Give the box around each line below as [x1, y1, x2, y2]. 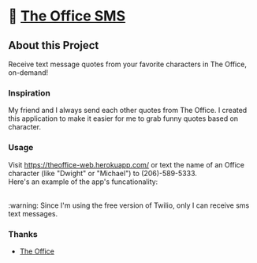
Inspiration [8, 87, 51, 98]
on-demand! [8, 68, 49, 77]
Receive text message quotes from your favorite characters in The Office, [8, 59, 247, 69]
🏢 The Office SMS [8, 7, 126, 25]
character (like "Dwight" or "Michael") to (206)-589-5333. [8, 168, 197, 178]
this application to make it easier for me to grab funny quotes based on [8, 114, 239, 123]
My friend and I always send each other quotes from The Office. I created [8, 106, 248, 115]
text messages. [8, 209, 58, 218]
